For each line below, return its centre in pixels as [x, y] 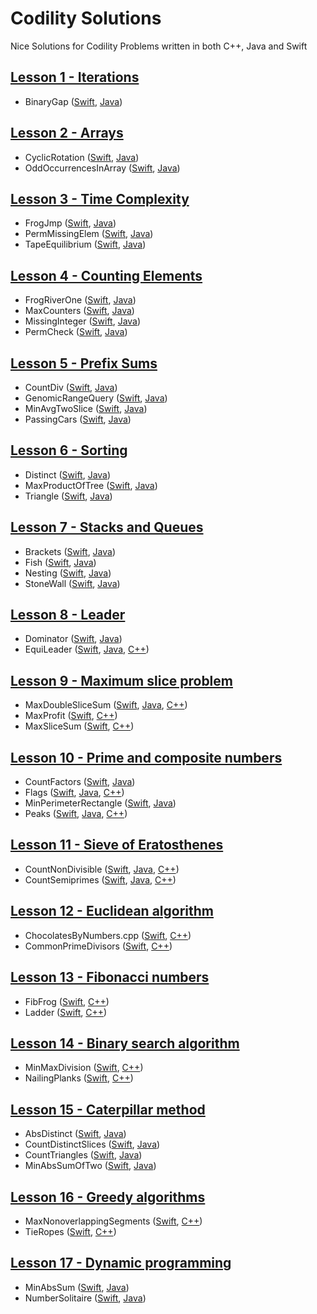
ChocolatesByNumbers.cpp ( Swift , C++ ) [108, 935]
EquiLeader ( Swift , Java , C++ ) [87, 649]
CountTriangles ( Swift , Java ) [83, 1155]
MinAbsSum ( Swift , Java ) [77, 1287]
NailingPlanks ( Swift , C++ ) [79, 1078]
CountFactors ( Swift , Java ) [80, 782]
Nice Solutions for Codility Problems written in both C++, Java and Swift [159, 46]
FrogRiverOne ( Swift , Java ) [80, 300]
